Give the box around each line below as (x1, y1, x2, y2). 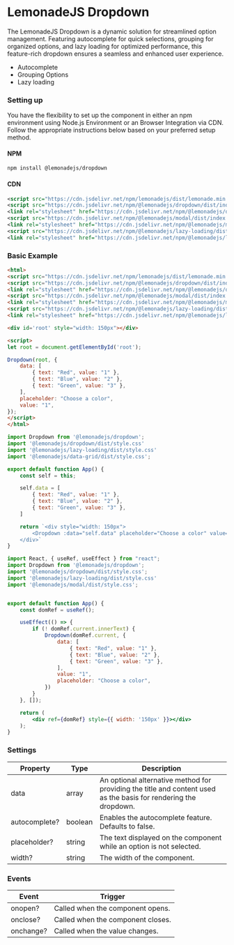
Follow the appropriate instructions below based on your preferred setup (7, 126, 216, 135)
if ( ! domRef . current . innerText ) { (32, 626, 136, 633)
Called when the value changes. (54, 925, 159, 935)
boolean (65, 817, 93, 826)
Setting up (7, 95, 43, 105)
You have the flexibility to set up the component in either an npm (7, 111, 193, 119)
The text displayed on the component (100, 833, 222, 842)
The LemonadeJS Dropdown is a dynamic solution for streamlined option (7, 27, 217, 36)
